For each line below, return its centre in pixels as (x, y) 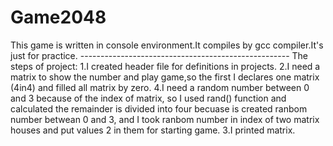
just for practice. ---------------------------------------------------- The (159, 55)
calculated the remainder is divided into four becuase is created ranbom (159, 108)
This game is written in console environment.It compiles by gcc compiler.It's (167, 45)
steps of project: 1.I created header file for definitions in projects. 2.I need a (165, 66)
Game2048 (58, 17)
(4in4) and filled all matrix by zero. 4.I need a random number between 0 (160, 87)
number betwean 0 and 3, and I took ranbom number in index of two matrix (165, 119)
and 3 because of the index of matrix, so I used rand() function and (148, 98)
